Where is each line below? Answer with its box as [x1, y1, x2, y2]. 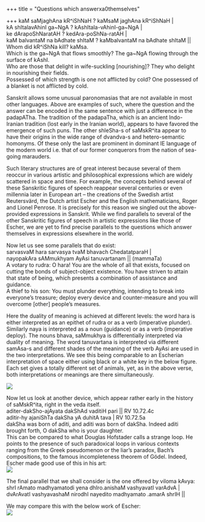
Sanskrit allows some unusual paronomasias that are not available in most [6, 94, 193, 101]
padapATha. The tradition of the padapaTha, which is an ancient [6, 113, 168, 121]
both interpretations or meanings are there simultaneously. [6, 371, 154, 378]
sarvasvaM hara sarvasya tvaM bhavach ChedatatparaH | [6, 248, 152, 255]
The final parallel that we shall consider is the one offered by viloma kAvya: [6, 478, 195, 485]
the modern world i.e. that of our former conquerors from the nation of [6, 147, 184, 153]
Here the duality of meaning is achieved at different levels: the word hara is [6, 312, 196, 320]
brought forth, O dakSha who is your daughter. [6, 427, 124, 434]
